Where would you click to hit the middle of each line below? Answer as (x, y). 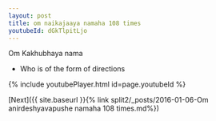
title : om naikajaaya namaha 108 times (75, 23)
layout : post (30, 16)
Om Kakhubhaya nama (46, 54)
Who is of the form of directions (72, 69)
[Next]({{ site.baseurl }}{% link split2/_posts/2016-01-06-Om (109, 100)
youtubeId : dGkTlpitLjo (48, 30)
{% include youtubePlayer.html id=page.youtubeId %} (97, 84)
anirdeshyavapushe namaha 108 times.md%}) (84, 108)
